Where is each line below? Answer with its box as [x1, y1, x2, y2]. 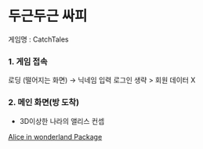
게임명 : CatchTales [8, 35, 69, 44]
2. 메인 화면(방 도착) [8, 97, 80, 108]
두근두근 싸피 [8, 7, 88, 25]
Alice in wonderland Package [8, 132, 103, 141]
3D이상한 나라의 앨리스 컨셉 [19, 116, 105, 125]
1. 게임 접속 [8, 56, 48, 67]
